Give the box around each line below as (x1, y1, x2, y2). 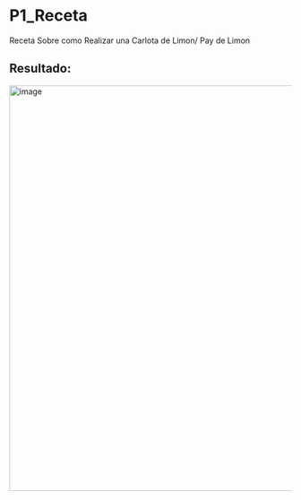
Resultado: (9, 61, 72, 76)
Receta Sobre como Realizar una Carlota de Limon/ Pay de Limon (9, 35, 251, 46)
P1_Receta (9, 5, 88, 26)
